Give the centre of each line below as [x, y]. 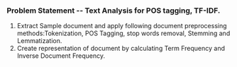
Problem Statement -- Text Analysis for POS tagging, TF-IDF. [114, 11]
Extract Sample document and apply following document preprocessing [122, 26]
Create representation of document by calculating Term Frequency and [121, 49]
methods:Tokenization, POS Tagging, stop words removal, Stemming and [123, 33]
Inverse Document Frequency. [61, 56]
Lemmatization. [39, 41]
